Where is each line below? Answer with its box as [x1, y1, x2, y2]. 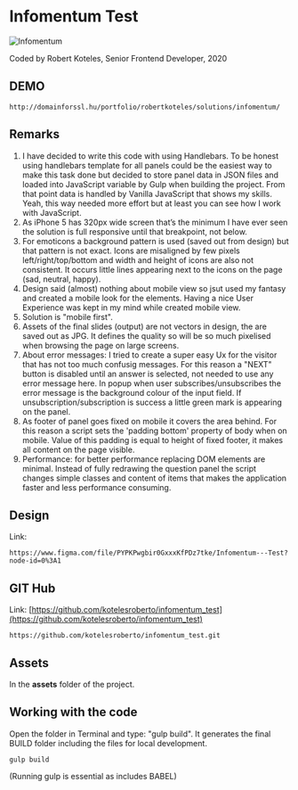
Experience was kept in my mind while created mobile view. [21, 301, 241, 313]
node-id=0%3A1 [9, 556, 62, 565]
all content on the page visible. [21, 444, 135, 455]
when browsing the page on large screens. [21, 340, 180, 350]
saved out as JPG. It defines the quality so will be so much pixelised [21, 330, 271, 341]
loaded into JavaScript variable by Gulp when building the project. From [21, 178, 286, 189]
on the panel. [21, 406, 71, 416]
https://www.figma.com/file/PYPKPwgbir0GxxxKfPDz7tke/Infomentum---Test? [9, 548, 289, 558]
